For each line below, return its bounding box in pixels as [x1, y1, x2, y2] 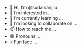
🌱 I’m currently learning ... [9, 15, 63, 21]
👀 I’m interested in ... [9, 10, 52, 16]
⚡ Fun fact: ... [9, 39, 37, 45]
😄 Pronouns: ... [9, 33, 42, 39]
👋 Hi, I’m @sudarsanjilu [9, 5, 57, 10]
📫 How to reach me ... [9, 26, 56, 32]
